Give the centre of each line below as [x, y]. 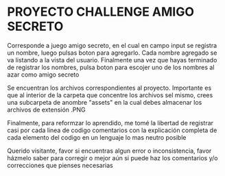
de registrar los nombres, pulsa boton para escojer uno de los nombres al [111, 67]
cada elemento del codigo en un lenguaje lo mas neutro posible [97, 137]
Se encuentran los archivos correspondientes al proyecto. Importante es [109, 88]
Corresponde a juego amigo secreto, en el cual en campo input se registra [112, 45]
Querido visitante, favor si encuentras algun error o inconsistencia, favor [109, 151]
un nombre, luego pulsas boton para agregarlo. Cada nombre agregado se [112, 53]
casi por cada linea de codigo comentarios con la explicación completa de [112, 130]
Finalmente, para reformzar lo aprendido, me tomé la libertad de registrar [110, 123]
